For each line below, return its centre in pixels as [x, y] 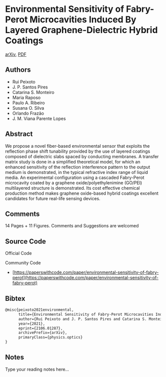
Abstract [19, 134]
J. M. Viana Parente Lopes [39, 118]
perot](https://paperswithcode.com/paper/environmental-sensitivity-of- [85, 278]
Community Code [23, 263]
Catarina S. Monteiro [33, 92]
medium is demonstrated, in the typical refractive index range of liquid [77, 172]
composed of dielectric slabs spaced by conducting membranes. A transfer [82, 156]
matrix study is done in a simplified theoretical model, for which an [73, 162]
